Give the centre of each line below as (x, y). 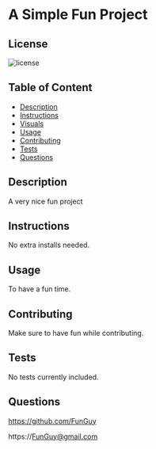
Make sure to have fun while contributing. (76, 333)
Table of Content (50, 88)
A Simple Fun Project (78, 15)
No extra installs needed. (49, 245)
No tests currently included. (53, 377)
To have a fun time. (40, 289)
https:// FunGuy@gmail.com (53, 436)
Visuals (32, 124)
